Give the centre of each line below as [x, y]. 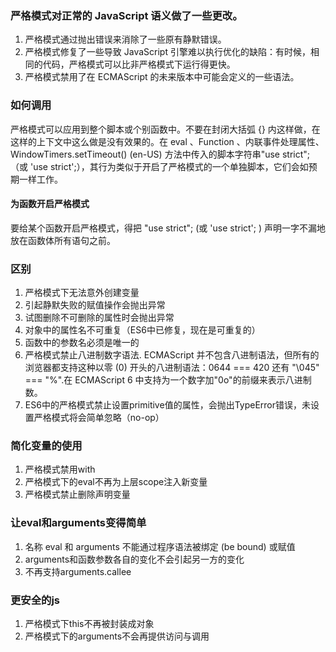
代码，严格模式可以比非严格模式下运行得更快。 [139, 64]
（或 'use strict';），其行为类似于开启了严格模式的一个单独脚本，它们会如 [159, 166]
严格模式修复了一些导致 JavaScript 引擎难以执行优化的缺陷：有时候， [167, 52]
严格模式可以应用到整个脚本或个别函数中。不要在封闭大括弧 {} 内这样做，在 [165, 129]
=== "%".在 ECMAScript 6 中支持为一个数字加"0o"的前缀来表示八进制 [168, 380]
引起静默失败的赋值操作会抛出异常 [95, 305]
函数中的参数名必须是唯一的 [82, 343]
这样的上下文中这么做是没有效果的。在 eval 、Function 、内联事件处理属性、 [167, 141]
